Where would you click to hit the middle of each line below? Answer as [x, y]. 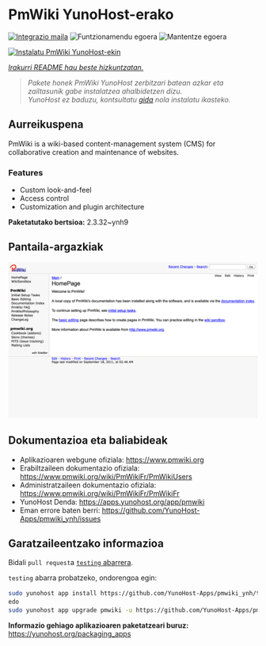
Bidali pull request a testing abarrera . [70, 563]
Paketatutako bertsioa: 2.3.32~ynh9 [68, 222]
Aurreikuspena [46, 125]
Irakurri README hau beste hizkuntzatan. [76, 67]
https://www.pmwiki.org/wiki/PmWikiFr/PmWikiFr [99, 493]
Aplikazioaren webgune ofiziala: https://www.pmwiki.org [112, 460]
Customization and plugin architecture [82, 207]
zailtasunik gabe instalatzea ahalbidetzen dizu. [105, 91]
